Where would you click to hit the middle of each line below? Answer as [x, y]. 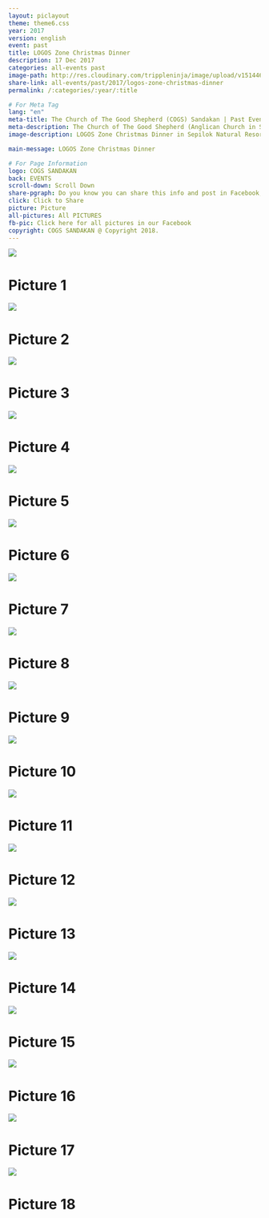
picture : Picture [37, 208]
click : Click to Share [46, 201]
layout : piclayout [39, 16]
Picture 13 [42, 934]
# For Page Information [48, 163]
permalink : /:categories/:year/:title [73, 90]
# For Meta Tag [34, 105]
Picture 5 [39, 501]
